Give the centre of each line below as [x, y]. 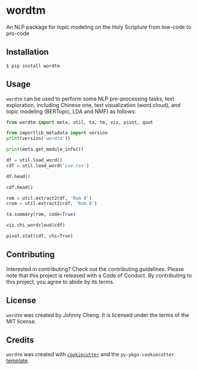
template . [18, 361]
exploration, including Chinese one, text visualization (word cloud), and [93, 105]
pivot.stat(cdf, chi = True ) [40, 236]
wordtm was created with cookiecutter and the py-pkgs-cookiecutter [90, 354]
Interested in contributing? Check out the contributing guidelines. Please [95, 269]
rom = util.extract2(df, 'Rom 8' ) [49, 198]
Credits [20, 340]
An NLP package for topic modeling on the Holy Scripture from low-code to [99, 27]
